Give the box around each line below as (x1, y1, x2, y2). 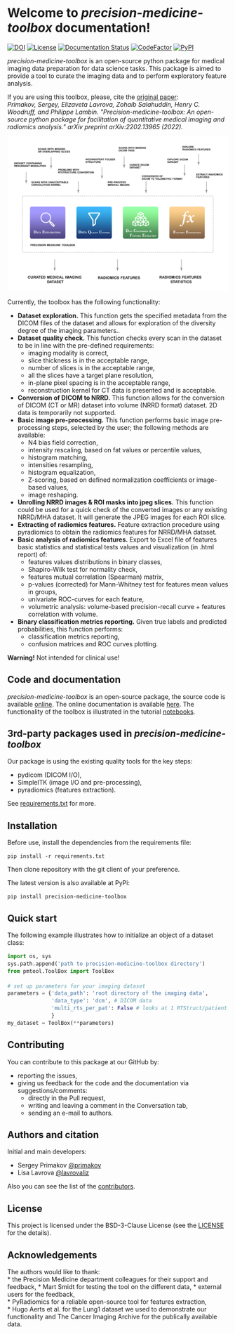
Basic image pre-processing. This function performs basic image (17, 416, 209, 424)
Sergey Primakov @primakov (17, 1161, 102, 1170)
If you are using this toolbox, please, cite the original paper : (7, 93, 179, 101)
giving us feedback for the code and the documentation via (17, 1078, 189, 1087)
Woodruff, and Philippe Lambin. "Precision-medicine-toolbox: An (7, 107, 195, 116)
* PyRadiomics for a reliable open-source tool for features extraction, (7, 1297, 207, 1306)
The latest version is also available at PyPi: (7, 879, 130, 887)
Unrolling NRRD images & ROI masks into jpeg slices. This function (17, 497, 214, 506)
